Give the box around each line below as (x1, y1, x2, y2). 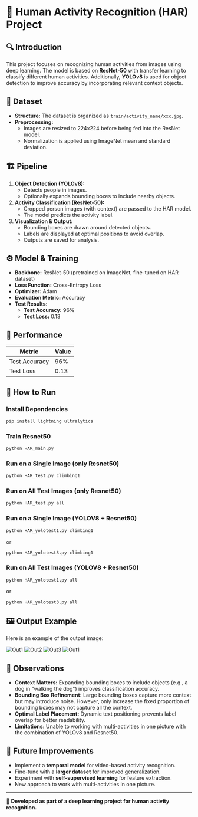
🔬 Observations (6, 663, 64, 673)
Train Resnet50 (6, 432, 51, 440)
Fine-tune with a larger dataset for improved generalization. (14, 768, 161, 775)
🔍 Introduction (6, 42, 62, 52)
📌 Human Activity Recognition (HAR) (6, 5, 189, 19)
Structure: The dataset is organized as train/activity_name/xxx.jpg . (14, 112, 184, 119)
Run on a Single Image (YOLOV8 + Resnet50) (6, 514, 137, 523)
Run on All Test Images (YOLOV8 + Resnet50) (6, 563, 139, 572)
